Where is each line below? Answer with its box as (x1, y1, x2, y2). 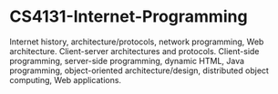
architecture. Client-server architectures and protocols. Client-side (9, 45, 260, 56)
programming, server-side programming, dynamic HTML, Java (9, 55, 244, 66)
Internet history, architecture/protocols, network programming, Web (9, 36, 264, 47)
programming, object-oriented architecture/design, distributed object (9, 65, 269, 76)
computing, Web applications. (9, 74, 121, 85)
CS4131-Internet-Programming (9, 6, 248, 27)
